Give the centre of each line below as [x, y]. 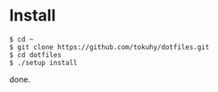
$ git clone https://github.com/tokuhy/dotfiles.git [109, 47]
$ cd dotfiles [36, 54]
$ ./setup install [43, 63]
